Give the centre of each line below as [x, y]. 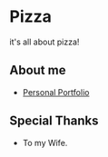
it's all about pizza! [44, 42]
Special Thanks [54, 121]
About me [38, 70]
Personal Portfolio [56, 92]
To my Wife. [45, 142]
